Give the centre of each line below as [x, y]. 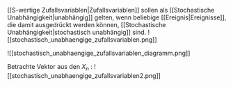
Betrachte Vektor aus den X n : [50, 68]
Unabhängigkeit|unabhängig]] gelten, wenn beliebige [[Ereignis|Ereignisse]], [117, 17]
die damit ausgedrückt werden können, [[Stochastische [87, 25]
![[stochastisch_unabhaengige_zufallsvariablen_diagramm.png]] [99, 53]
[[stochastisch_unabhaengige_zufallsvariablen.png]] [82, 40]
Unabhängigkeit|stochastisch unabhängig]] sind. [77, 32]
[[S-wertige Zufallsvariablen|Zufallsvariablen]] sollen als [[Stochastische [111, 10]
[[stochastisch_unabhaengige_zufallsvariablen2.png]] [84, 75]
